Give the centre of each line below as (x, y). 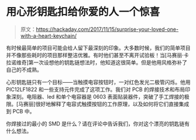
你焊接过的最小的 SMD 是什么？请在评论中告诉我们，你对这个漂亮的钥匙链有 (98, 124)
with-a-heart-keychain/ (49, 36)
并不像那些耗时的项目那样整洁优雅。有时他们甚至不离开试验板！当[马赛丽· (95, 55)
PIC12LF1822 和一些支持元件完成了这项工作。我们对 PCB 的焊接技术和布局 (96, 89)
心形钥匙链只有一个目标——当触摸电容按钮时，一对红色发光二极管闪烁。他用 (98, 82)
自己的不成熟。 (24, 69)
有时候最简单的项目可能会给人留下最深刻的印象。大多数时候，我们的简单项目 (98, 48)
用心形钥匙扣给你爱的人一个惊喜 (83, 12)
